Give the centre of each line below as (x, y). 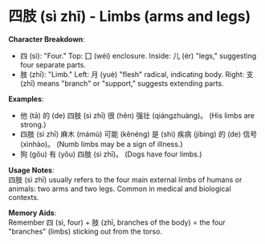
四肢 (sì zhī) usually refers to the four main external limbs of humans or (125, 179)
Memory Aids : (33, 213)
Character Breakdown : (47, 39)
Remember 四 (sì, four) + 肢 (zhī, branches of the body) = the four (117, 222)
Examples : (26, 99)
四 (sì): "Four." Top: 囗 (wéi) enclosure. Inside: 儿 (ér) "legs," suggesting (138, 55)
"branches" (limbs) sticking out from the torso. (86, 231)
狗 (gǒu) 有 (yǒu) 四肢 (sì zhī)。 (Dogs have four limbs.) (111, 154)
